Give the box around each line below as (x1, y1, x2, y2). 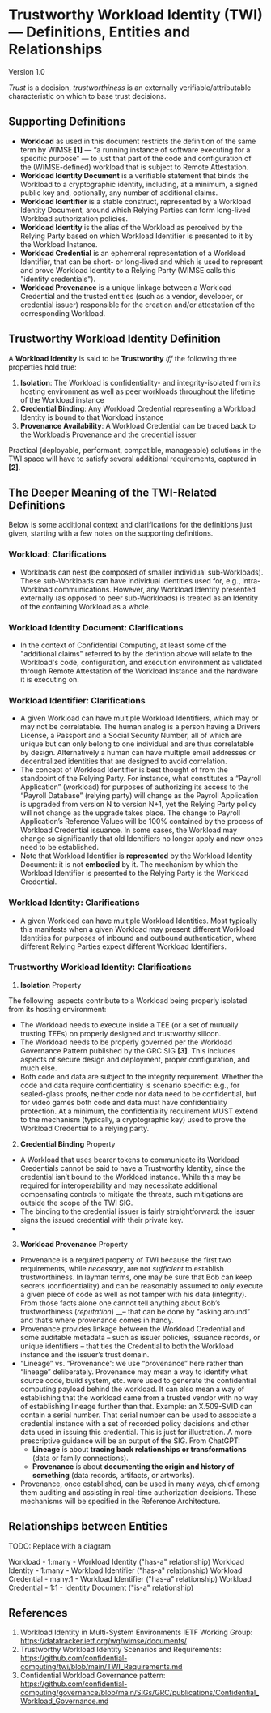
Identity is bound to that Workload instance (19, 412, 164, 422)
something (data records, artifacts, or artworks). (32, 1470, 195, 1480)
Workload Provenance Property (19, 1239, 128, 1249)
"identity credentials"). (19, 274, 95, 284)
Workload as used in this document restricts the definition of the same (19, 136, 256, 146)
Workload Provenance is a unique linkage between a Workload (19, 282, 232, 293)
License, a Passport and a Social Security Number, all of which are (19, 731, 243, 741)
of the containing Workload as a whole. (19, 601, 151, 611)
